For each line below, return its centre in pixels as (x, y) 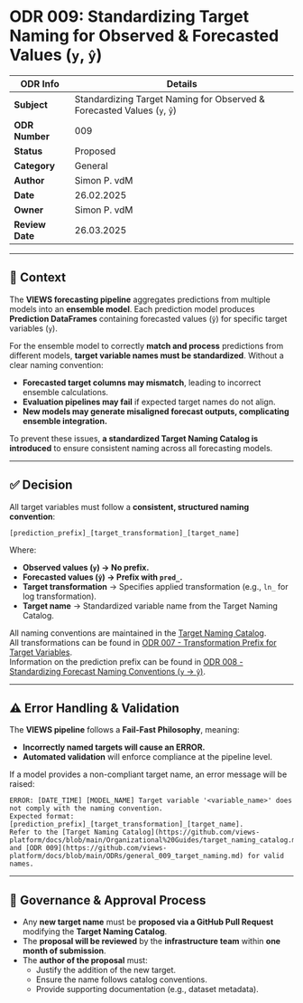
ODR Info (40, 83)
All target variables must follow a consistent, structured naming (129, 506)
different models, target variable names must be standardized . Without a (147, 355)
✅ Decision (41, 485)
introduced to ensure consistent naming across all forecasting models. (141, 448)
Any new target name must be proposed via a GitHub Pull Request (148, 922)
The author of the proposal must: (85, 960)
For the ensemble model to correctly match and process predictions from (147, 345)
